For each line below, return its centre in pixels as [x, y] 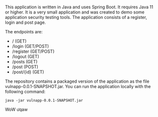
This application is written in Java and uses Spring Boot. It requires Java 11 [79, 7]
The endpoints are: [24, 32]
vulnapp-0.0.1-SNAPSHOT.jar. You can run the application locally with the [78, 86]
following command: [25, 92]
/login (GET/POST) [30, 46]
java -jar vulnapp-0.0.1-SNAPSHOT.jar [44, 101]
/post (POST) [25, 67]
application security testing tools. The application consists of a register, [76, 17]
